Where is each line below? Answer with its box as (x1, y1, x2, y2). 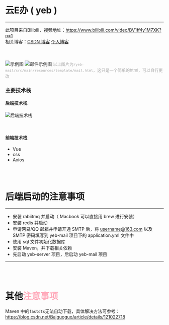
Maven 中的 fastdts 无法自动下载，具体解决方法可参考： (5, 308, 120, 314)
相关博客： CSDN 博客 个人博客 (5, 38, 69, 44)
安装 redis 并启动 (12, 220, 48, 226)
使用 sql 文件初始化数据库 (12, 239, 66, 245)
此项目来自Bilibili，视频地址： (5, 27, 66, 33)
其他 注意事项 (5, 291, 59, 302)
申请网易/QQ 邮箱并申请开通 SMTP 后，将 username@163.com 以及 (12, 226, 153, 232)
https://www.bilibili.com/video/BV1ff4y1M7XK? (65, 27, 162, 33)
